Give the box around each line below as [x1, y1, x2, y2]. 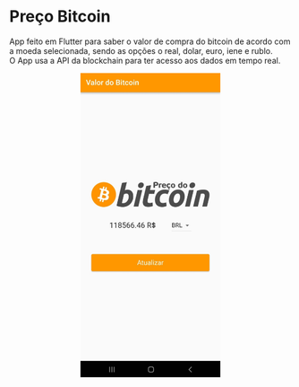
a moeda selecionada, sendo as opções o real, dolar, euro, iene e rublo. [9, 45, 273, 56]
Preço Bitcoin [9, 6, 111, 27]
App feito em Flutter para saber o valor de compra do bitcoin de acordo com [9, 36, 291, 47]
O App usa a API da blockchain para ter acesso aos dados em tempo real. [9, 55, 281, 66]
